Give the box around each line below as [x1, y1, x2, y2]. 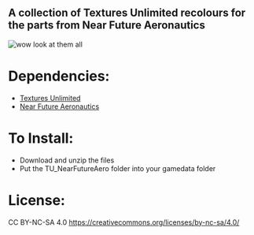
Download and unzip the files [19, 155, 115, 165]
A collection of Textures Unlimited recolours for [8, 6, 246, 20]
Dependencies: [8, 67, 110, 85]
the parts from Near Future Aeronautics [8, 19, 206, 32]
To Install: [8, 129, 74, 147]
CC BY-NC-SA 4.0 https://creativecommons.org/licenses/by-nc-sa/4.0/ [8, 217, 240, 227]
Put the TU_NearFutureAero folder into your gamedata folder [19, 163, 216, 173]
